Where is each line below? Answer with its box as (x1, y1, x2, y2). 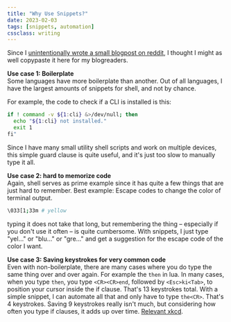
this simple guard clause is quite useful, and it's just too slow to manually (7, 150, 216, 159)
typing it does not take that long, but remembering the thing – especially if (7, 220, 219, 228)
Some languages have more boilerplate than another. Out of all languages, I (7, 77, 223, 86)
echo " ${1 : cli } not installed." (13, 118, 108, 125)
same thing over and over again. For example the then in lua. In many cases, (7, 270, 224, 278)
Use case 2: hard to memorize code (7, 171, 112, 179)
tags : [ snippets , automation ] (7, 23, 95, 30)
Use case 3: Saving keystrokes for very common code (7, 255, 166, 264)
